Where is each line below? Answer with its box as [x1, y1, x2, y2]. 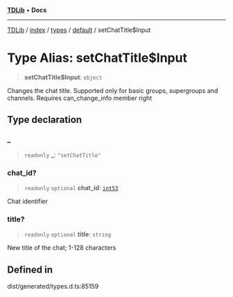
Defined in [7, 264, 53, 275]
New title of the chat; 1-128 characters [7, 244, 116, 252]
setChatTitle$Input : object [24, 73, 103, 81]
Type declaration [7, 114, 82, 126]
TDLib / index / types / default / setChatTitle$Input [7, 26, 151, 34]
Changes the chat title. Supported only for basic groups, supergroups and [7, 86, 218, 94]
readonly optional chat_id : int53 [24, 183, 119, 192]
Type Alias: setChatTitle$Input [7, 50, 187, 66]
